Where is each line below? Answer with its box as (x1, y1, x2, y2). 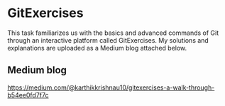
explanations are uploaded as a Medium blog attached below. (7, 43, 187, 52)
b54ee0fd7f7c (7, 90, 49, 99)
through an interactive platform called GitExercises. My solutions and (7, 36, 209, 44)
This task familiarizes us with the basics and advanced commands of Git (7, 28, 219, 37)
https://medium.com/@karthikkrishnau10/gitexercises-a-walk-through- (7, 83, 215, 92)
